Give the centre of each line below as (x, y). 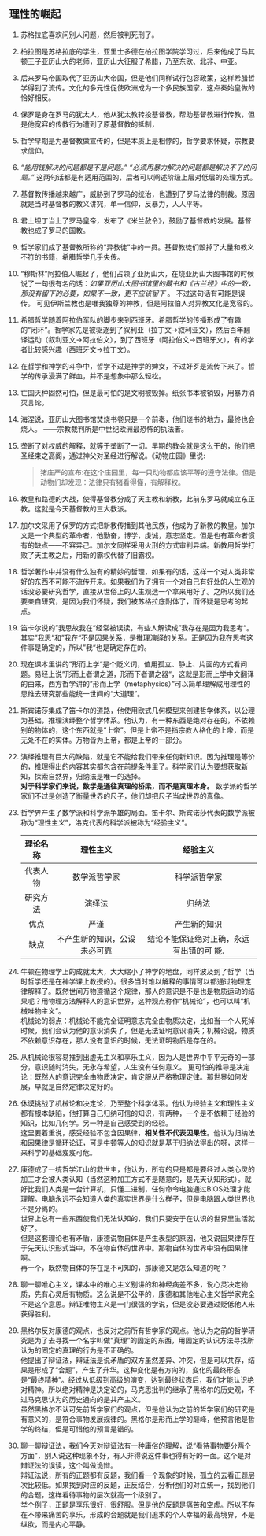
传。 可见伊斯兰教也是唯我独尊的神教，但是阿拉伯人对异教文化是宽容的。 (139, 303)
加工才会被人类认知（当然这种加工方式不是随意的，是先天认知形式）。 (132, 1179)
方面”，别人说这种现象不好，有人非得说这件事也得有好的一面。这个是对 (135, 1455)
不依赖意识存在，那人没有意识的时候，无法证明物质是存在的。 (120, 1040)
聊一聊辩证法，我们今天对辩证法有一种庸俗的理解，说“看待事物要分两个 (135, 1446)
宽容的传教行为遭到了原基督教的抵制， (96, 124)
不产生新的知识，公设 (96, 939)
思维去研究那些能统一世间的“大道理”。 (82, 693)
